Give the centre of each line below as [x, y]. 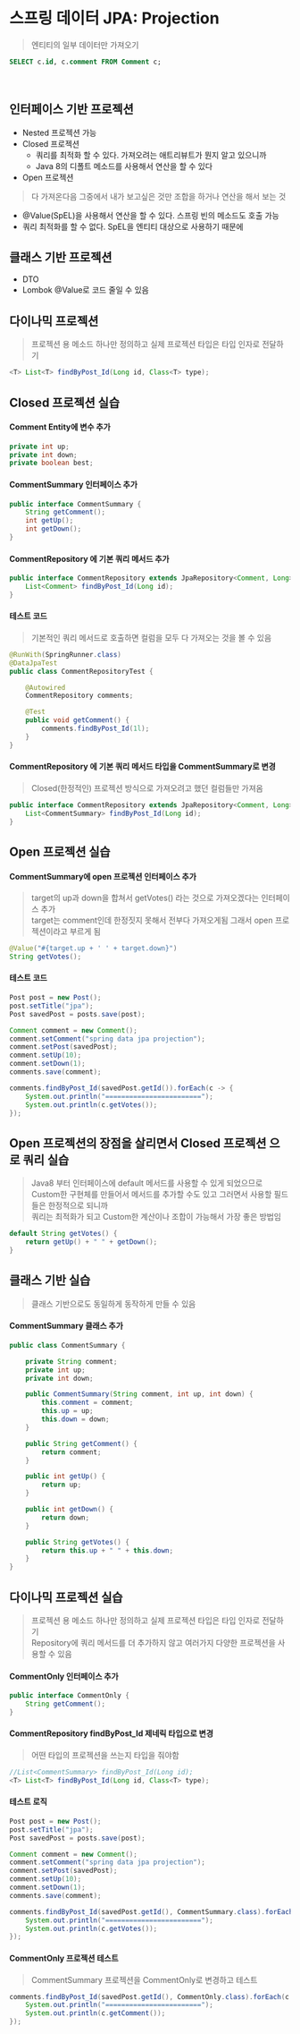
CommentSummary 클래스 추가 [66, 1326]
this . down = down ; [75, 1419]
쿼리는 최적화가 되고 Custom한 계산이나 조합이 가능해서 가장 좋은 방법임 [156, 1217]
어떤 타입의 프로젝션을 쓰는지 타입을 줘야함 [105, 1755]
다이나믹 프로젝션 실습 [66, 1597]
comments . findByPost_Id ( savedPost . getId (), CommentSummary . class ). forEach [151, 1911]
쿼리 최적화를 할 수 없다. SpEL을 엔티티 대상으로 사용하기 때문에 [133, 226]
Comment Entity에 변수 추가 [60, 427]
